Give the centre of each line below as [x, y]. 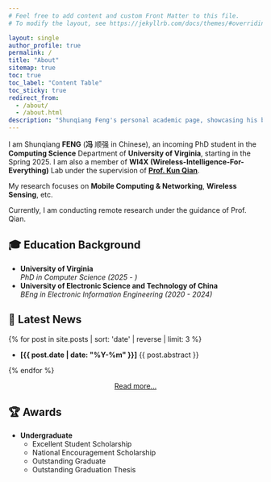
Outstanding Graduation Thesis [84, 470]
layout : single [34, 38]
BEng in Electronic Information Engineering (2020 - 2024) [116, 294]
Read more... [135, 386]
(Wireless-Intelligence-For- [197, 162]
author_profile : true [45, 45]
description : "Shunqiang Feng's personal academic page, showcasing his [133, 120]
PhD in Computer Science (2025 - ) [79, 277]
